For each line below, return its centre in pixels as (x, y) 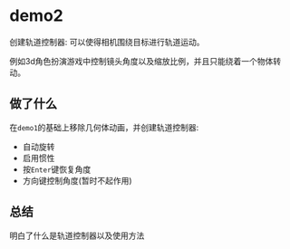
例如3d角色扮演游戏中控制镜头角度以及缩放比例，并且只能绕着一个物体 (141, 61)
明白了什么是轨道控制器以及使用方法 (77, 235)
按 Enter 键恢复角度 (57, 169)
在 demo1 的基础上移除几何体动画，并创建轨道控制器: (104, 127)
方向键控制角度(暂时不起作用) (77, 180)
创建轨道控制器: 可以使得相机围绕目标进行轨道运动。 (107, 42)
